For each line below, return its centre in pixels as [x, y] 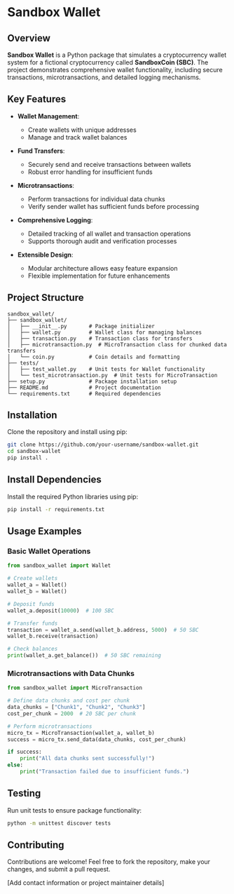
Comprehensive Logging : [55, 220]
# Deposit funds [31, 604]
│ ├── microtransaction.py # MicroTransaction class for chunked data [117, 344]
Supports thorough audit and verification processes [102, 241]
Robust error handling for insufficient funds [90, 172]
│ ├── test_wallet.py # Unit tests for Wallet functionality [106, 369]
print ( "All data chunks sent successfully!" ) [88, 759]
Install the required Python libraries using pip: [73, 496]
